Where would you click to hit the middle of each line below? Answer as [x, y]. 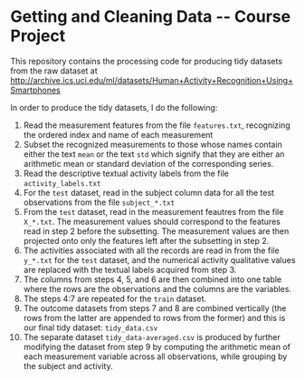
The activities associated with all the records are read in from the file [151, 250]
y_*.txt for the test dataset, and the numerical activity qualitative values [159, 259]
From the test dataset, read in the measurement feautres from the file [153, 211]
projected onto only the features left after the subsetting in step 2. [146, 240]
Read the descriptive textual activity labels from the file [126, 173]
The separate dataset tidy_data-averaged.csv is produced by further [152, 336]
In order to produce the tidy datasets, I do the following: [114, 107]
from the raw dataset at [54, 71]
